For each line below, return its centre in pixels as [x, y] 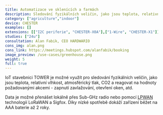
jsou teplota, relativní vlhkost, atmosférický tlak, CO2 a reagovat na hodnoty [81, 82]
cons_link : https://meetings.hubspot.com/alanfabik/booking [67, 50]
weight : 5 [15, 59]
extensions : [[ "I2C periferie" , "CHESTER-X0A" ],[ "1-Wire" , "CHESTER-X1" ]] [82, 32]
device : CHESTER [21, 23]
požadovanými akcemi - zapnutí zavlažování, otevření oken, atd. [69, 88]
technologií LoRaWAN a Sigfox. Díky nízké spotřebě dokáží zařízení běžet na [81, 102]
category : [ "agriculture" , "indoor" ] [42, 18]
